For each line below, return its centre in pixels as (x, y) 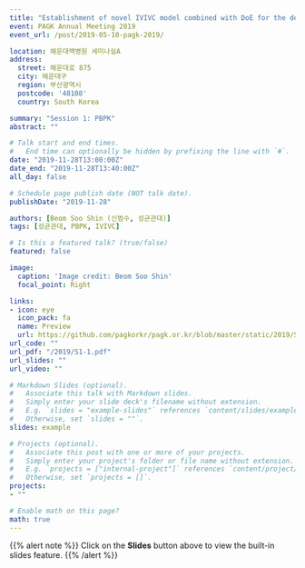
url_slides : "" (38, 360)
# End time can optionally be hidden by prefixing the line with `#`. (150, 152)
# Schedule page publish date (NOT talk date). (101, 193)
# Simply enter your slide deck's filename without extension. (135, 402)
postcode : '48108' (53, 93)
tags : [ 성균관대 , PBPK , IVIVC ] (65, 227)
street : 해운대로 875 (55, 68)
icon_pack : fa (44, 318)
